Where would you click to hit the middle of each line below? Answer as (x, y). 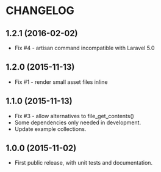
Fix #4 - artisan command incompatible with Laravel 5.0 (84, 48)
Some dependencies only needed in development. (78, 122)
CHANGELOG (40, 11)
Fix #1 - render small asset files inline (61, 82)
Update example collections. (50, 129)
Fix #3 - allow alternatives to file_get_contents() (74, 116)
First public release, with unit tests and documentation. (84, 163)
